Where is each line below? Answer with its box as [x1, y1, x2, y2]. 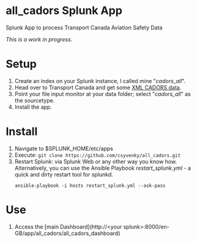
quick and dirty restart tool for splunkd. [14, 170, 114, 178]
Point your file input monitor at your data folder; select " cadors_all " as [14, 90, 191, 98]
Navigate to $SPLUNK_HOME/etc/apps [14, 145, 114, 152]
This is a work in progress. [6, 35, 73, 43]
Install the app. [14, 103, 53, 111]
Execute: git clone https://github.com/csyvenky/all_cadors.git [14, 151, 181, 159]
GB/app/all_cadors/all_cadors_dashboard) [14, 230, 121, 237]
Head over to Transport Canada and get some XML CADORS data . [14, 84, 182, 91]
